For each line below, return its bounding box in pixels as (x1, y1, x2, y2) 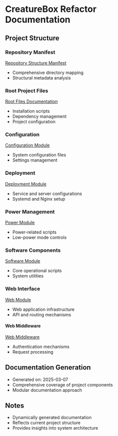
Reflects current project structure (12, 420, 81, 426)
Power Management (5, 208, 55, 215)
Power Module (5, 219, 35, 225)
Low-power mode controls (12, 234, 67, 240)
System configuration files (12, 152, 66, 158)
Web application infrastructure (12, 306, 75, 312)
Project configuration (12, 119, 56, 125)
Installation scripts (12, 108, 50, 114)
